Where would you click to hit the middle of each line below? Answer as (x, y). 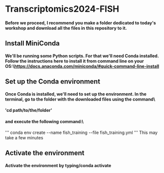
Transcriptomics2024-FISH (62, 9)
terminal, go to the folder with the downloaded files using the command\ (80, 99)
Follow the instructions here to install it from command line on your (75, 61)
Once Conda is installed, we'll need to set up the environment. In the (76, 94)
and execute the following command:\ (45, 121)
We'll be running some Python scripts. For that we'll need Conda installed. (82, 56)
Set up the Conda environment (53, 82)
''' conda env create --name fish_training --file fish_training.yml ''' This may (81, 132)
